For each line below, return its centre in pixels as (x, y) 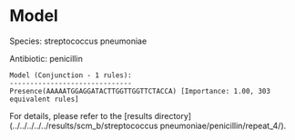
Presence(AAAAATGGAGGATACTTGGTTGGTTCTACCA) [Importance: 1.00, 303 (140, 91)
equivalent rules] (44, 99)
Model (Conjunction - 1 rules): (71, 75)
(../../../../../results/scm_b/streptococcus (84, 125)
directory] (173, 115)
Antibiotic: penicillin (46, 58)
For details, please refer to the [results (81, 115)
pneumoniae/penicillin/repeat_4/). (223, 125)
